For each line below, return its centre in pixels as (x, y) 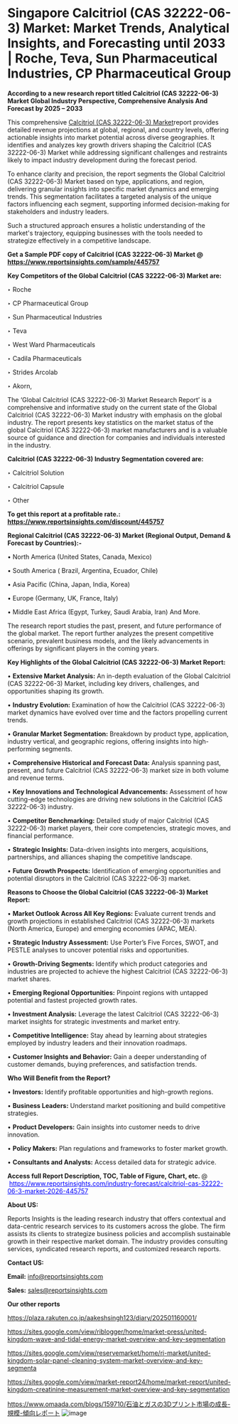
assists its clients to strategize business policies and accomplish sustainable (119, 1233)
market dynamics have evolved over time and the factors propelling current (118, 712)
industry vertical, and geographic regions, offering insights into (99, 741)
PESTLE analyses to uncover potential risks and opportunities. (98, 950)
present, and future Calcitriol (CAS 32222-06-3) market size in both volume (118, 770)
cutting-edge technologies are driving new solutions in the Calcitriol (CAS (115, 799)
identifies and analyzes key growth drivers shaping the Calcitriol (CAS (109, 144)
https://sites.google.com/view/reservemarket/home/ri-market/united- (109, 1353)
